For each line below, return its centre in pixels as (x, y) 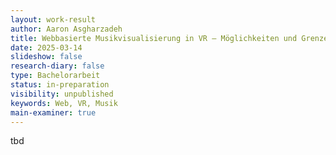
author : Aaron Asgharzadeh (66, 29)
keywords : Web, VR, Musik (64, 103)
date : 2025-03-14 (46, 47)
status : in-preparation (60, 85)
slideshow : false (46, 57)
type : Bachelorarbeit (55, 76)
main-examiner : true (53, 112)
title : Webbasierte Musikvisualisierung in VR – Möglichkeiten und (154, 38)
